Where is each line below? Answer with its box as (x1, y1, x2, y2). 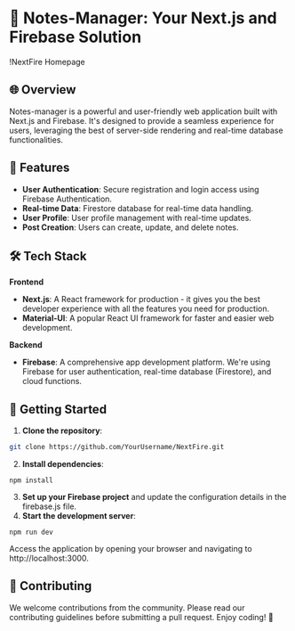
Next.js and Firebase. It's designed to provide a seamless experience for (9, 115, 275, 126)
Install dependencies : (21, 459, 104, 470)
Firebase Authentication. (21, 193, 113, 204)
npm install (9, 476, 53, 485)
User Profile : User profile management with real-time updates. (21, 212, 251, 223)
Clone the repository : (21, 425, 103, 436)
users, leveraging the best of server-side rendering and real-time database (9, 125, 283, 135)
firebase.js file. (21, 501, 77, 512)
